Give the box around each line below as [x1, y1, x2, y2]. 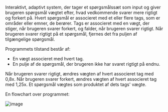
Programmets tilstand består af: [5, 46, 71, 52]
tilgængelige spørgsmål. [5, 36, 55, 42]
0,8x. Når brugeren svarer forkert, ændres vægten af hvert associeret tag [5, 76, 157, 82]
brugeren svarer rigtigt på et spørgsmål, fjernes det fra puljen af [5, 31, 137, 37]
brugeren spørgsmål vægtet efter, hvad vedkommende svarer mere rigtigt [5, 10, 157, 16]
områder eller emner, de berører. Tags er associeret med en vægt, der [5, 20, 150, 26]
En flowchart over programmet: [5, 91, 70, 97]
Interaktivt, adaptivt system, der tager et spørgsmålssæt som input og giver [5, 5, 161, 10]
